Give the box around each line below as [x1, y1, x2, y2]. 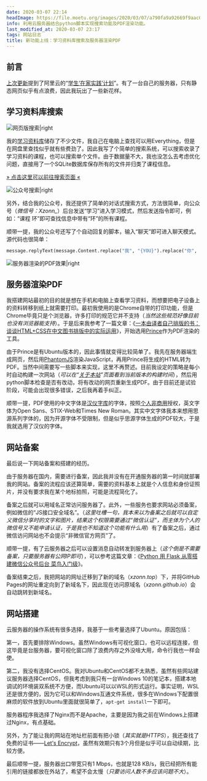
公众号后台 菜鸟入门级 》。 [22, 560, 86, 568]
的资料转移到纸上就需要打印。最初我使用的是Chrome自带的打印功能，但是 [6, 305, 193, 312]
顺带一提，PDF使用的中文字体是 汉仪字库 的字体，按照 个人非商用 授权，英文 [6, 400, 195, 407]
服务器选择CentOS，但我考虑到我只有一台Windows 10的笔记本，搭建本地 [11, 675, 197, 682]
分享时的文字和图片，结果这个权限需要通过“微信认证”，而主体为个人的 [22, 516, 200, 524]
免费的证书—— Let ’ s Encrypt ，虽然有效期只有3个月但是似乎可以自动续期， [6, 739, 194, 747]
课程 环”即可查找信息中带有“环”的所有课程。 [19, 214, 131, 222]
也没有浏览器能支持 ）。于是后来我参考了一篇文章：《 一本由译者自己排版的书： [6, 320, 200, 327]
